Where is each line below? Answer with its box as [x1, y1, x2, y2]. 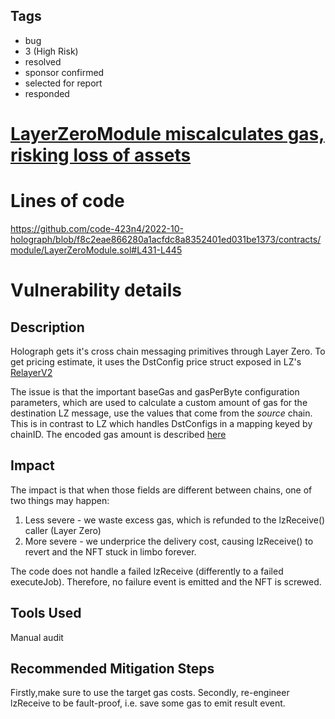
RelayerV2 [10, 366, 53, 378]
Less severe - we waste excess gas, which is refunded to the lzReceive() [24, 514, 326, 526]
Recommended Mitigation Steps [10, 660, 215, 677]
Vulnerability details [10, 279, 182, 302]
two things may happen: [10, 494, 110, 506]
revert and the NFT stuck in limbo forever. [24, 545, 197, 558]
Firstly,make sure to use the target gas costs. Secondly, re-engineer [10, 687, 290, 699]
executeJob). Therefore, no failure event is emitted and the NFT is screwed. [10, 575, 322, 588]
